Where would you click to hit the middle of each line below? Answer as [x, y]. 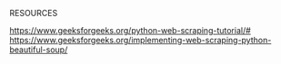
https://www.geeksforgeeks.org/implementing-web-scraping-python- [140, 40]
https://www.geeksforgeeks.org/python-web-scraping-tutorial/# [130, 30]
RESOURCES [34, 13]
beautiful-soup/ [39, 50]
